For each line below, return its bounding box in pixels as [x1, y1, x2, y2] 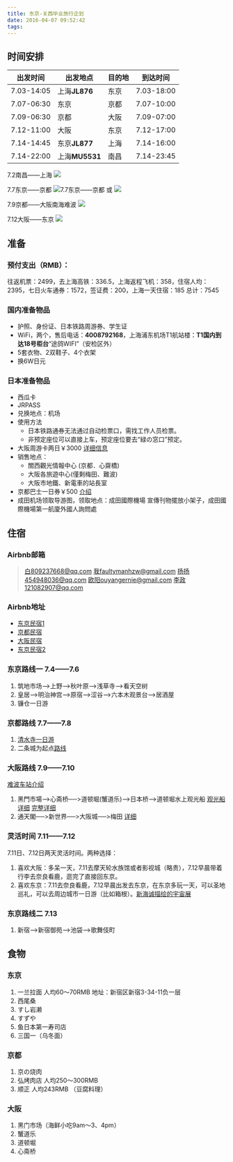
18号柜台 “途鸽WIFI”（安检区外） [23, 340, 116, 348]
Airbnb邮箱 [7, 550, 46, 559]
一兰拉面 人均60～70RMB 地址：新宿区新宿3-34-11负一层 [17, 987, 181, 996]
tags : [7, 23, 23, 30]
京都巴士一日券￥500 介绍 [17, 488, 92, 496]
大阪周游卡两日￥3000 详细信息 [17, 444, 108, 452]
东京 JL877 [57, 138, 94, 148]
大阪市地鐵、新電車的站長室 [27, 479, 108, 487]
